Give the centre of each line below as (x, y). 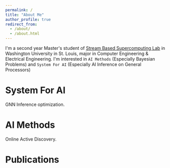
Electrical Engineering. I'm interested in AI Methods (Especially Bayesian (80, 59)
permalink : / (19, 10)
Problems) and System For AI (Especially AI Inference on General (73, 64)
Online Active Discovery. (31, 139)
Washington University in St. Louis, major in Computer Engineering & (77, 53)
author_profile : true (28, 19)
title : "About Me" (25, 15)
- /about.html (25, 34)
